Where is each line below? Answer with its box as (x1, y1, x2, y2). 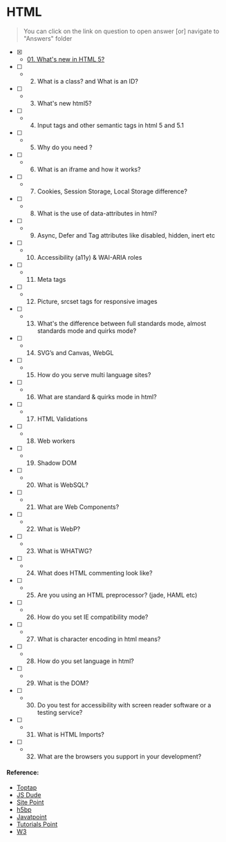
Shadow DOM (37, 459, 77, 467)
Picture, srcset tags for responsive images (37, 297, 158, 305)
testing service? (37, 708, 83, 716)
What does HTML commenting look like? (37, 568, 153, 577)
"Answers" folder (23, 34, 73, 42)
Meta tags (37, 275, 66, 283)
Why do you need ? (37, 143, 93, 151)
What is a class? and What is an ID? (37, 77, 139, 85)
